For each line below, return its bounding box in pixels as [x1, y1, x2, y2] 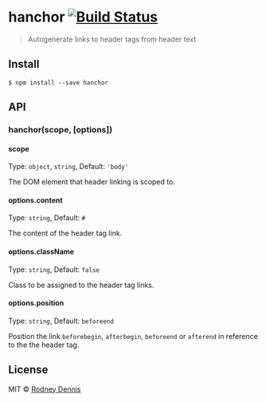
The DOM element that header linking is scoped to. [8, 177, 175, 187]
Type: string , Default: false [8, 264, 100, 274]
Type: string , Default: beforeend [8, 316, 114, 325]
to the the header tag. [8, 340, 80, 349]
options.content [8, 195, 63, 205]
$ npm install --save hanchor [8, 78, 109, 87]
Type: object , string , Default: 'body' [8, 162, 129, 171]
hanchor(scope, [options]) [8, 124, 113, 136]
